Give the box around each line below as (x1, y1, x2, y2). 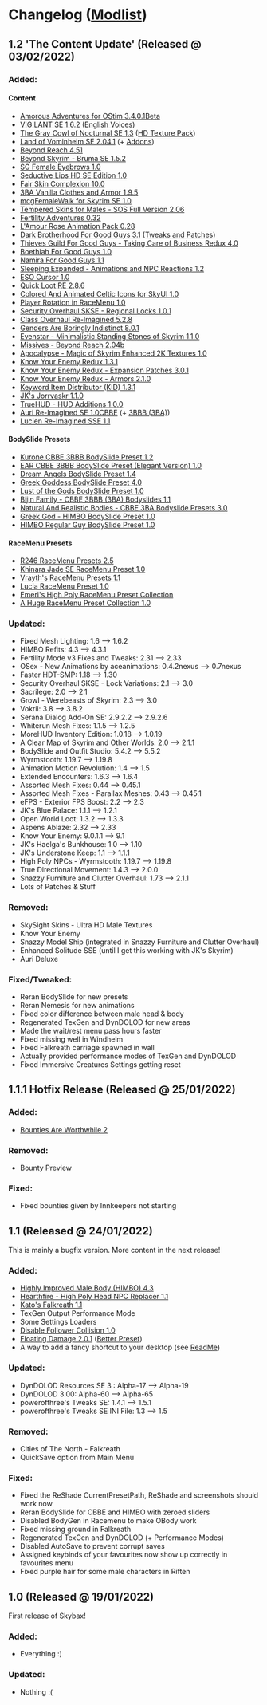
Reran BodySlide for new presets (19, 992, 128, 1002)
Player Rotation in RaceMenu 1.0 (19, 297, 126, 307)
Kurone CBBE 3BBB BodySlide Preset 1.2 (19, 452, 154, 462)
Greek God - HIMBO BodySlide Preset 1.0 (19, 511, 155, 521)
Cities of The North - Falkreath (19, 1443, 121, 1453)
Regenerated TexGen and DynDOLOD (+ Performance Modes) (19, 1533, 225, 1542)
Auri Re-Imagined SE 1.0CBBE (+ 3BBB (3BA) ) (19, 408, 171, 417)
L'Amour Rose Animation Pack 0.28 (19, 221, 135, 230)
